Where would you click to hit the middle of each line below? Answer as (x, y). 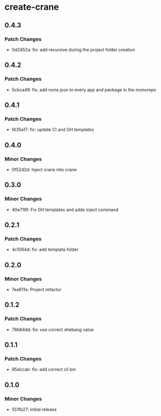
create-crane (32, 7)
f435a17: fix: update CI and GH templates (53, 130)
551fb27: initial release (34, 410)
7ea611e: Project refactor (36, 289)
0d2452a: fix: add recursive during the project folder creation (73, 49)
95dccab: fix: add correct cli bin (44, 370)
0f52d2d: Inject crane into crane (44, 169)
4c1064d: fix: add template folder (45, 250)
